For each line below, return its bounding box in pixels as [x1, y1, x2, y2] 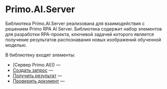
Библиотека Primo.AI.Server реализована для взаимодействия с [5, 20, 145, 26]
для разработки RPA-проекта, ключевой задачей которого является [5, 31, 154, 37]
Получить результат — [12, 72, 63, 78]
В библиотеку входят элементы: [5, 52, 75, 58]
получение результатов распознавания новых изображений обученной [5, 37, 161, 43]
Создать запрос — [12, 67, 53, 73]
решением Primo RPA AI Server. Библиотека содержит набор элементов [5, 25, 162, 32]
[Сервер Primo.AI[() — [12, 62, 61, 68]
